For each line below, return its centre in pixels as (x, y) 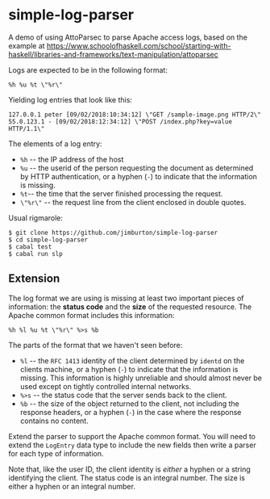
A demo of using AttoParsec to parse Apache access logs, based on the (128, 37)
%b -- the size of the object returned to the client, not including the (130, 403)
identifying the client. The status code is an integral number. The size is (127, 477)
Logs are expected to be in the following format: (88, 69)
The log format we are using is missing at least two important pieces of (126, 298)
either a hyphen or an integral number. (72, 486)
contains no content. (54, 421)
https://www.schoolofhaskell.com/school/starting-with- (139, 45)
